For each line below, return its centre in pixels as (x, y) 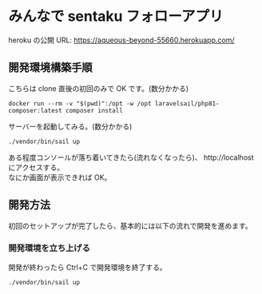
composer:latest (35, 110)
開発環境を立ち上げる (49, 248)
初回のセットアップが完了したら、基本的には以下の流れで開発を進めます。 (131, 225)
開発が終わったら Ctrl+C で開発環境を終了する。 (88, 267)
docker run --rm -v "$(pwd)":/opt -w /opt (80, 103)
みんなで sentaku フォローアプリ (116, 16)
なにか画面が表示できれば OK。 (60, 177)
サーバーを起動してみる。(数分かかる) (70, 126)
